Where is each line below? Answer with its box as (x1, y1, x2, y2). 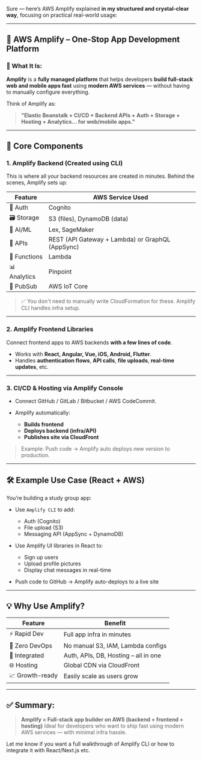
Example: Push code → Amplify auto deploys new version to (20, 445, 170, 452)
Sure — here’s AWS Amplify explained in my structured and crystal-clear (6, 5, 189, 12)
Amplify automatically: (14, 409, 70, 416)
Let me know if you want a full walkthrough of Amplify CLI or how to (6, 740, 174, 747)
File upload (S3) (23, 524, 64, 531)
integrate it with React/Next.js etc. (6, 747, 90, 754)
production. (20, 451, 50, 458)
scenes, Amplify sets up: (6, 179, 67, 186)
